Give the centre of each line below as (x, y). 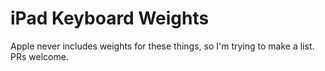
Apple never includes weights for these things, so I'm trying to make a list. (162, 46)
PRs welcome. (39, 56)
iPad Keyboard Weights (110, 18)
